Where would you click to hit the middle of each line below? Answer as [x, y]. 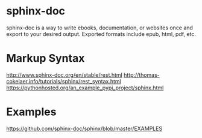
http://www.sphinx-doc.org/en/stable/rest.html [64, 75]
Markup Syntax [46, 58]
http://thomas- [141, 75]
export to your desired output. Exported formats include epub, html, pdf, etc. [101, 34]
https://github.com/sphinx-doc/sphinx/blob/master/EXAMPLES [84, 128]
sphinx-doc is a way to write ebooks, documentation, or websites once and [99, 28]
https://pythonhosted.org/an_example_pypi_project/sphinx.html [85, 88]
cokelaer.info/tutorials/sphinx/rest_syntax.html [64, 81]
